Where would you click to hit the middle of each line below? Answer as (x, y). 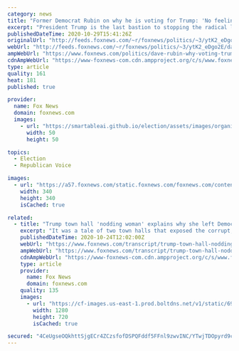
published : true (31, 87)
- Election (30, 159)
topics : (19, 152)
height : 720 (51, 317)
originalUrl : (27, 41)
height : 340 (38, 198)
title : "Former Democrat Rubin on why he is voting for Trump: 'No (110, 21)
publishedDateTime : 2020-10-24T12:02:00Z (82, 238)
